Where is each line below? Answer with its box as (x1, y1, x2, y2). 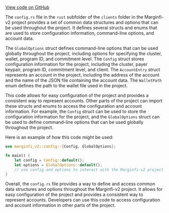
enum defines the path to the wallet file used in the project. (5, 83, 128, 89)
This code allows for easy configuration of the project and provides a (5, 93, 149, 98)
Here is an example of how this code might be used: (5, 134, 114, 140)
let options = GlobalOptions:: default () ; (14, 162, 102, 168)
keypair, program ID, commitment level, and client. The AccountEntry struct (5, 66, 160, 73)
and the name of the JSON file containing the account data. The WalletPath (5, 78, 162, 83)
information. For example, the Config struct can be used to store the (5, 108, 146, 114)
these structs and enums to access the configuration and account (5, 103, 142, 109)
